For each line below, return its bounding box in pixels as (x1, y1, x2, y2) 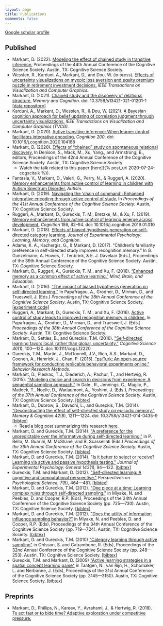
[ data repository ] (12, 103, 46, 109)
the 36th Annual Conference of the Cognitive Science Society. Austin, (12, 444, 152, 450)
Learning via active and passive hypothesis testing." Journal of (12, 459, 138, 465)
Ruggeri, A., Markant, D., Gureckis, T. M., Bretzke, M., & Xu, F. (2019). (12, 211, 151, 217)
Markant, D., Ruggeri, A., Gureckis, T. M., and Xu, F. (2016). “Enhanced (12, 268, 154, 274)
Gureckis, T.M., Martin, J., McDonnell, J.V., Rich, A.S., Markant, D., (12, 351, 145, 357)
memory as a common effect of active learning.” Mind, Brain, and (12, 273, 143, 279)
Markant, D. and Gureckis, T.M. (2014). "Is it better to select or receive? (12, 454, 155, 460)
